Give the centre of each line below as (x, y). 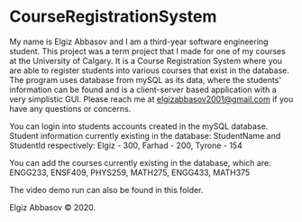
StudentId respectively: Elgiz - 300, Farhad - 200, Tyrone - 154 (126, 145)
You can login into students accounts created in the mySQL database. (139, 126)
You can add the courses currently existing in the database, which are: (141, 162)
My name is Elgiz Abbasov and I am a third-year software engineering (139, 42)
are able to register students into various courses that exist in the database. (150, 70)
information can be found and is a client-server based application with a (143, 89)
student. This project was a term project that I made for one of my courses (147, 51)
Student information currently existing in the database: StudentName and (145, 135)
